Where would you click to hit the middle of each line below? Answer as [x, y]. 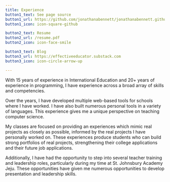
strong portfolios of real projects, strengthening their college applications [81, 143]
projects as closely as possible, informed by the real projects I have [75, 131]
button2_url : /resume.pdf [32, 38]
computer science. [25, 116]
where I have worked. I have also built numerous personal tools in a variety [83, 106]
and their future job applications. [39, 148]
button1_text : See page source [38, 15]
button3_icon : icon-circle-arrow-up [44, 61]
